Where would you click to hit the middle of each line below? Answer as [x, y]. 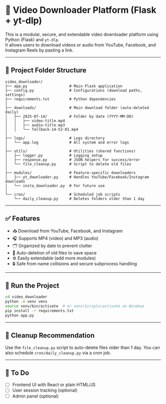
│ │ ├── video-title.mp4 [35, 121]
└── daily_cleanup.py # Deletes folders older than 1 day [79, 199]
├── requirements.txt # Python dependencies [61, 99]
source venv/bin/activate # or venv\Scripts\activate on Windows [75, 306]
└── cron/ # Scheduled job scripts [63, 194]
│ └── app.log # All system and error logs [67, 142]
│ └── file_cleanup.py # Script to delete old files [68, 164]
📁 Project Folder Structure [46, 71]
